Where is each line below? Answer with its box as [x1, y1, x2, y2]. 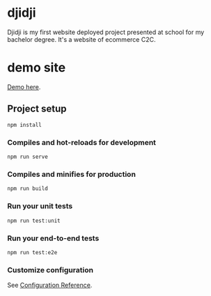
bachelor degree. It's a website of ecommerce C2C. [7, 35, 156, 43]
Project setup [7, 103, 68, 115]
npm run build [7, 185, 49, 192]
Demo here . [7, 82, 41, 91]
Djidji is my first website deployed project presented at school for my [7, 28, 205, 36]
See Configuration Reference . [7, 281, 93, 290]
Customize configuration [7, 265, 94, 274]
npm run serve [7, 153, 49, 160]
